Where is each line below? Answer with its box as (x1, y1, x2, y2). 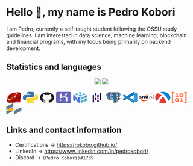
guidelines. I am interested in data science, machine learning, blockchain (6, 31, 187, 38)
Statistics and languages (6, 62, 101, 72)
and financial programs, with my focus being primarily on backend (6, 38, 171, 45)
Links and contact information (6, 125, 122, 135)
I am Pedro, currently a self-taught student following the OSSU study (6, 25, 177, 32)
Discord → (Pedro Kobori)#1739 (14, 153, 94, 161)
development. (6, 45, 40, 52)
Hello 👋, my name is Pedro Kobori (6, 5, 176, 19)
